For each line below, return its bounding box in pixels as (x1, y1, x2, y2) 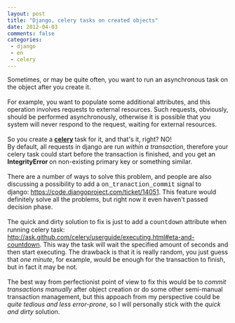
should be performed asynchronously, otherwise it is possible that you (7, 112, 211, 121)
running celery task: (7, 225, 65, 234)
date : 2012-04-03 (7, 23, 58, 30)
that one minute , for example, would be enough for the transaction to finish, (7, 255, 226, 263)
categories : (7, 37, 42, 44)
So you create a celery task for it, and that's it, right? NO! (7, 135, 172, 143)
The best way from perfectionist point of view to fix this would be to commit (7, 277, 227, 286)
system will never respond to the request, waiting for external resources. (7, 120, 217, 128)
